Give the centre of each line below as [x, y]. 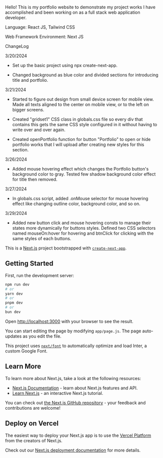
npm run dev [17, 284]
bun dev [13, 312]
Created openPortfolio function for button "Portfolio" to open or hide [81, 139]
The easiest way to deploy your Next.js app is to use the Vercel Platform [78, 435]
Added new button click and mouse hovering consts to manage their [81, 223]
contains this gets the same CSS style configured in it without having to [85, 124]
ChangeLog [17, 46]
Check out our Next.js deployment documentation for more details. [73, 450]
